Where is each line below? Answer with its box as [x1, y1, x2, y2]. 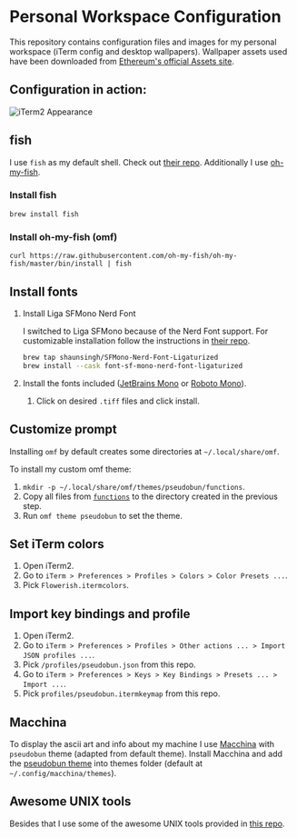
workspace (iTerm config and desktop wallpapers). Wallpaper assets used [9, 45, 288, 56]
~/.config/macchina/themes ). [9, 767, 117, 778]
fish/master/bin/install [9, 259, 104, 269]
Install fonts [9, 284, 79, 299]
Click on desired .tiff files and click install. [35, 395, 200, 406]
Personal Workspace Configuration [9, 6, 282, 27]
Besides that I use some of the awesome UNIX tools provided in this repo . [9, 818, 285, 829]
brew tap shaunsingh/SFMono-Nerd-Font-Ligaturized [22, 353, 219, 362]
